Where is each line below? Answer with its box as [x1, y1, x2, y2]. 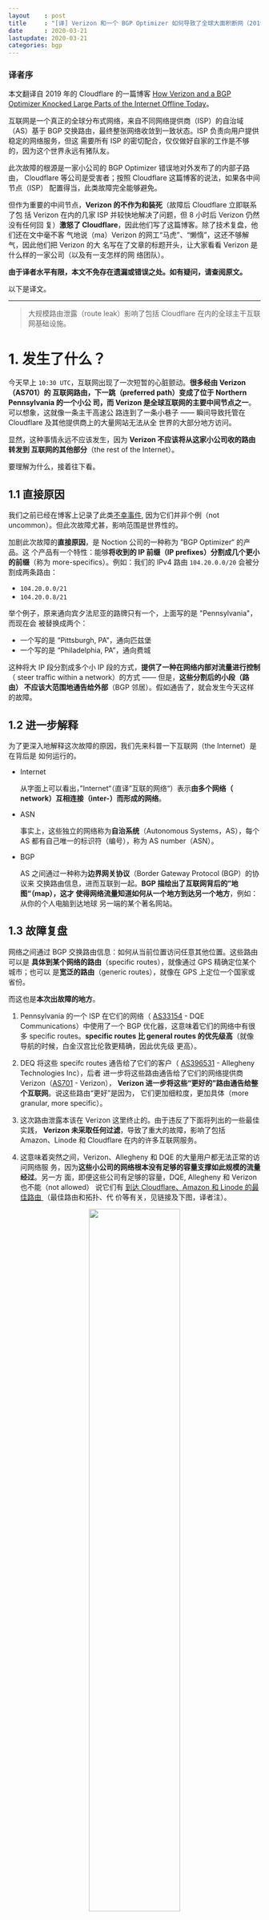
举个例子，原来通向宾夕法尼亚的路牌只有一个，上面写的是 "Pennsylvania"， [8, 609, 258, 618]
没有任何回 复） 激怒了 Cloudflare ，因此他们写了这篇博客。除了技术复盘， [8, 220, 251, 230]
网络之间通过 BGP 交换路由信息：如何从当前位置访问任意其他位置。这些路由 [8, 946, 259, 957]
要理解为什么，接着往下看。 [8, 462, 100, 472]
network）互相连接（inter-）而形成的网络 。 [19, 793, 167, 803]
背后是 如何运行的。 [14, 750, 81, 761]
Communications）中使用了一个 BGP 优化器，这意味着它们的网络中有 [19, 1021, 249, 1030]
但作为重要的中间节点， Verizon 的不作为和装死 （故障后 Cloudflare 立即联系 [8, 200, 258, 210]
